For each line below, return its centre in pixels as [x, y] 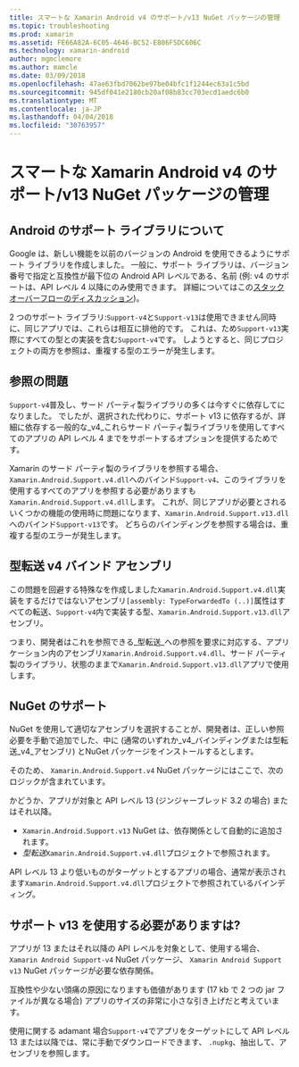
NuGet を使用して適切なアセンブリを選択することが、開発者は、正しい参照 [147, 729]
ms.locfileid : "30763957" [57, 126]
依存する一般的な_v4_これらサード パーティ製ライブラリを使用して [147, 427]
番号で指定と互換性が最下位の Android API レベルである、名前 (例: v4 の [141, 276]
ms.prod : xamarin [42, 34]
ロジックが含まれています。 [60, 781]
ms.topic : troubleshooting [59, 26]
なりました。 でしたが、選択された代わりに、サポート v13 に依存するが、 [144, 415]
